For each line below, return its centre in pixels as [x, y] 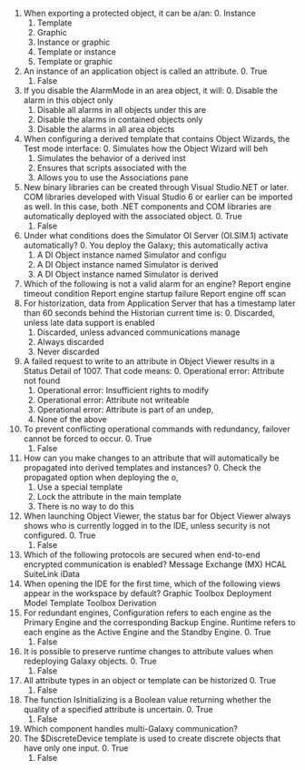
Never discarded [68, 351]
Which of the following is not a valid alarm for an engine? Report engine [157, 284]
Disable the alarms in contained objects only [120, 119]
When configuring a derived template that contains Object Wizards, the [157, 139]
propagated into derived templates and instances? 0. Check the [142, 467]
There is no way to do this [85, 506]
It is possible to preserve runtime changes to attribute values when [148, 651]
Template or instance [76, 52]
